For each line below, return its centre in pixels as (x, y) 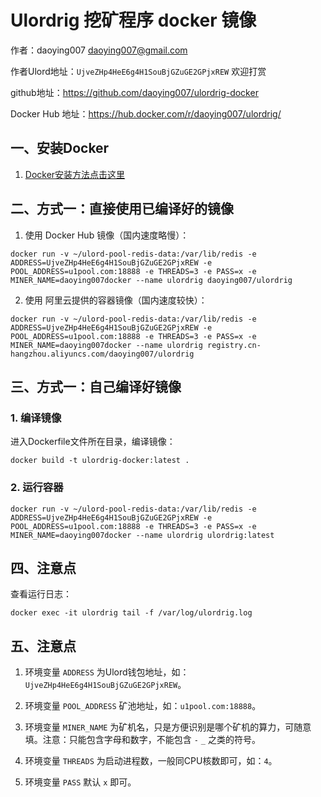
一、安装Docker (60, 148)
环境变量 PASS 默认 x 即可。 (80, 782)
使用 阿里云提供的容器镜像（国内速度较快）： (116, 300)
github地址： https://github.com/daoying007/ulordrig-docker (134, 92)
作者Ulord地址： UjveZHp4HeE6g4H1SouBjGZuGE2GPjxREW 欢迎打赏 (138, 71)
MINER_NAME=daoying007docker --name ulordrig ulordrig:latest (142, 535)
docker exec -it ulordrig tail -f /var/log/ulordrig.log (131, 613)
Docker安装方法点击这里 (75, 174)
